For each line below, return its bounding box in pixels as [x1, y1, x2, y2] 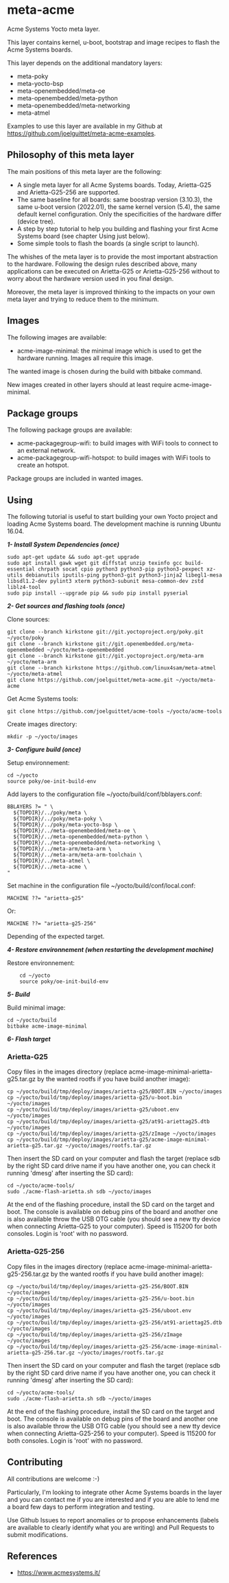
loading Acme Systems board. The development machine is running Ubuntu [7, 520, 221, 528]
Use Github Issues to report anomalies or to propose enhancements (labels [7, 1516, 219, 1524]
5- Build [7, 990, 30, 999]
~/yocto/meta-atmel [7, 671, 63, 678]
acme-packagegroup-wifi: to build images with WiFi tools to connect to [16, 439, 219, 447]
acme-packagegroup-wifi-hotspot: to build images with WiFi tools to [16, 454, 211, 462]
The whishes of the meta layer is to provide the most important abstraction [7, 252, 218, 261]
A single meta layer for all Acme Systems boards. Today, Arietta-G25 [16, 181, 211, 189]
